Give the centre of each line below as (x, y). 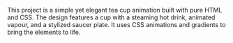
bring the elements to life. (44, 32)
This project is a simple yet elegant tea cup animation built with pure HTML (115, 10)
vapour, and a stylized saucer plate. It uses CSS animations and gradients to (116, 25)
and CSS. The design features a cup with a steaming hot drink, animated (111, 17)
